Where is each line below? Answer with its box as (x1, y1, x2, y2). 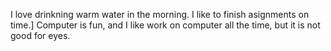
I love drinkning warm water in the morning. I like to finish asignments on (10, 9, 310, 20)
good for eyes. (10, 30, 71, 41)
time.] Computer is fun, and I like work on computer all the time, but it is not (10, 19, 321, 31)
